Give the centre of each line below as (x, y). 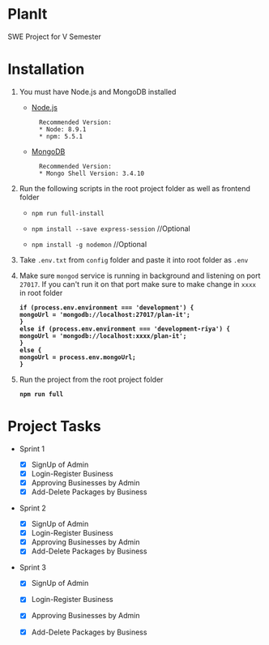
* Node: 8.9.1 (62, 129)
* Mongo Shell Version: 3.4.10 (92, 173)
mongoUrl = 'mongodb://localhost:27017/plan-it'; (105, 314)
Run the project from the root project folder (91, 379)
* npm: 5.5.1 (60, 136)
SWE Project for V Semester (55, 36)
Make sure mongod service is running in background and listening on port (140, 276)
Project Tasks (55, 427)
